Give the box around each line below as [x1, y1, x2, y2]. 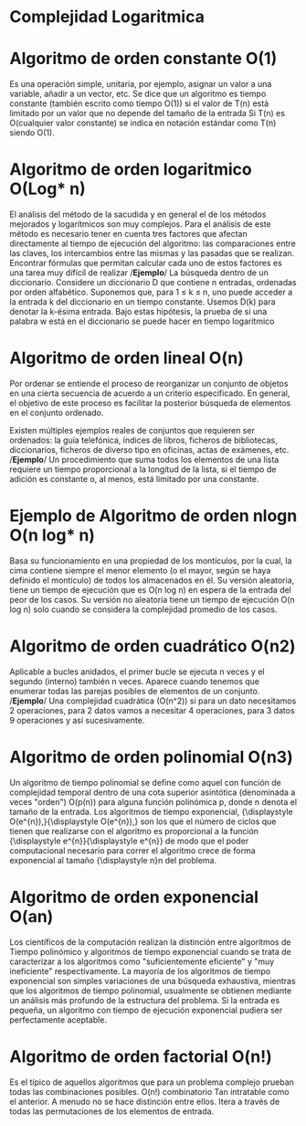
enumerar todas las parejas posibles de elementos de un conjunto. [9, 685, 260, 696]
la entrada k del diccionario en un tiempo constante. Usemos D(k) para [9, 296, 276, 307]
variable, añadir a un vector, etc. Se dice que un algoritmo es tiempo [9, 89, 267, 100]
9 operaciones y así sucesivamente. [9, 714, 145, 725]
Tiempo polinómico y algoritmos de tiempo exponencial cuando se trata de [9, 946, 291, 957]
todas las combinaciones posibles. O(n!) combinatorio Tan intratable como [9, 1086, 290, 1097]
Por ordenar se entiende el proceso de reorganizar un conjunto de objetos [9, 378, 289, 389]
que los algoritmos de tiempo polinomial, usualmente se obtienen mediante [9, 985, 292, 996]
